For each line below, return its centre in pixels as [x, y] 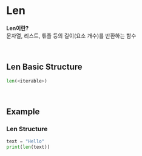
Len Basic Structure [45, 67]
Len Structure [27, 129]
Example [23, 112]
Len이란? [18, 28]
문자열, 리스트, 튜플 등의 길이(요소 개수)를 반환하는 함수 [71, 36]
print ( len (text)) [28, 147]
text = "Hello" [25, 141]
